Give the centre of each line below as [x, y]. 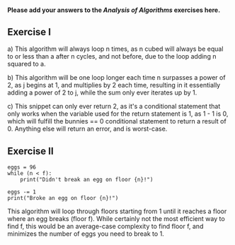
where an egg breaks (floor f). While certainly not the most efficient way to [116, 219]
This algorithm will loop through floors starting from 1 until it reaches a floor [117, 211]
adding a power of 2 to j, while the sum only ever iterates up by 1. [102, 92]
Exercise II [31, 151]
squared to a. [27, 64]
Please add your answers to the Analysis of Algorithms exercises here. [114, 10]
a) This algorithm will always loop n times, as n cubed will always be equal [115, 49]
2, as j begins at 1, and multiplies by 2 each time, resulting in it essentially [114, 85]
